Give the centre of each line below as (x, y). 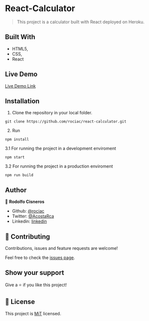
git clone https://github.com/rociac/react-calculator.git (66, 122)
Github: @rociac (28, 211)
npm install (17, 139)
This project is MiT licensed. (33, 313)
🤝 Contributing (28, 237)
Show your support (35, 273)
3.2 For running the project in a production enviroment (59, 166)
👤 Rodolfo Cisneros (25, 202)
